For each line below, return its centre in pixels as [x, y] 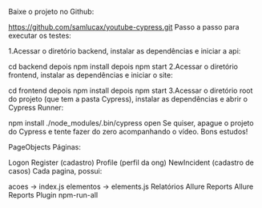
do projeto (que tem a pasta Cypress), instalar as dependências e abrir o [128, 99]
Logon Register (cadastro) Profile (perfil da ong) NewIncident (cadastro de [131, 162]
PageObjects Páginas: [45, 147]
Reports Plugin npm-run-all [53, 195]
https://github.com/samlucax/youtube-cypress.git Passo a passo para [124, 27]
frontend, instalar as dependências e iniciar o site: [91, 75]
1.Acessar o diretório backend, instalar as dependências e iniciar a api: [125, 51]
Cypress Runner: [36, 108]
